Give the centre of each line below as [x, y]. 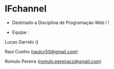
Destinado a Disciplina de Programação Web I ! [61, 22]
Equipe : [21, 32]
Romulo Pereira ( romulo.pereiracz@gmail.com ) [53, 61]
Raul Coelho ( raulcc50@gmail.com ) [41, 51]
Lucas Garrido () [22, 42]
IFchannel [26, 9]
